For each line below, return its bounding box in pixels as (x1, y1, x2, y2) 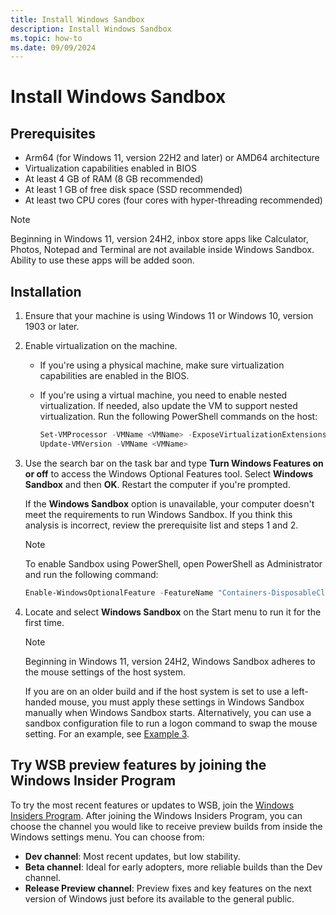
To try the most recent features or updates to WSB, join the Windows (10, 799, 295, 811)
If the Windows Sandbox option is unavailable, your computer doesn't (24, 497, 315, 510)
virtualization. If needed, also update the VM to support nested (39, 400, 298, 412)
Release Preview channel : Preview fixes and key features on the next (24, 882, 312, 894)
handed (24, 696, 57, 708)
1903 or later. (24, 321, 80, 333)
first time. (24, 616, 65, 628)
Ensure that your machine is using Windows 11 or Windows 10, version (24, 310, 314, 322)
